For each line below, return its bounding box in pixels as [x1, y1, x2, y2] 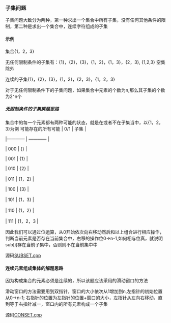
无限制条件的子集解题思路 [5, 106, 59, 112]
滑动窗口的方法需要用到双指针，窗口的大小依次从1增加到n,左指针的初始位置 [5, 288, 163, 294]
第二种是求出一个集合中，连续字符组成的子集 [14, 23, 108, 29]
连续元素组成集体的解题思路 [5, 265, 64, 271]
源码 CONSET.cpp [5, 311, 42, 318]
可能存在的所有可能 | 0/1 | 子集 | [20, 126, 87, 132]
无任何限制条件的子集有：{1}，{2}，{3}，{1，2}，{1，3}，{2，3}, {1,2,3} [5, 59, 155, 65]
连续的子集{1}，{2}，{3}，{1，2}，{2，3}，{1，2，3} [5, 76, 116, 82]
